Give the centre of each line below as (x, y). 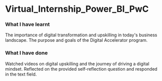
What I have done (26, 53)
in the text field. (21, 74)
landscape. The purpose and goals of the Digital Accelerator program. (77, 40)
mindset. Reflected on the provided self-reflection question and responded (81, 69)
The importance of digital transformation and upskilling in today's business (81, 35)
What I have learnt (28, 25)
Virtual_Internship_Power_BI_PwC (77, 9)
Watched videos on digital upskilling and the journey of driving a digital (77, 64)
